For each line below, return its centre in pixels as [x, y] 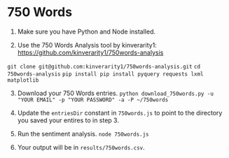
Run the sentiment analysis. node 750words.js [83, 134]
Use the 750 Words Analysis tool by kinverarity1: [87, 45]
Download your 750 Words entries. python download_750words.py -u [115, 93]
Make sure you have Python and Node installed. [86, 31]
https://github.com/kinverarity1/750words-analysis [90, 52]
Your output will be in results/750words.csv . [81, 147]
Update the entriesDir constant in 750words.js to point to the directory [120, 113]
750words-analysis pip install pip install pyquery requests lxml [105, 74]
